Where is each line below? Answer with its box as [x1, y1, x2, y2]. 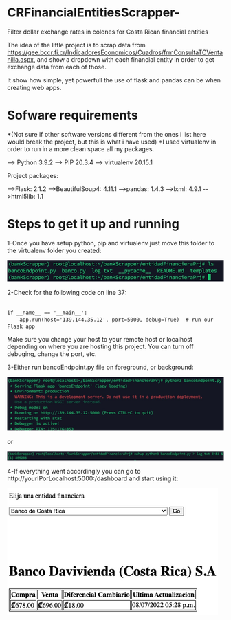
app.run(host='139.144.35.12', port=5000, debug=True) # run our [19, 316, 214, 324]
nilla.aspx [7, 55, 34, 63]
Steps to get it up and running [7, 217, 180, 232]
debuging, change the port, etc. [7, 350, 98, 358]
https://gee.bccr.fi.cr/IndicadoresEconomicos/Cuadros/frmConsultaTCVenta [7, 48, 223, 56]
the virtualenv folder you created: [7, 246, 102, 254]
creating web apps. [7, 83, 62, 91]
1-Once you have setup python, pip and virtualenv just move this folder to [7, 239, 215, 247]
